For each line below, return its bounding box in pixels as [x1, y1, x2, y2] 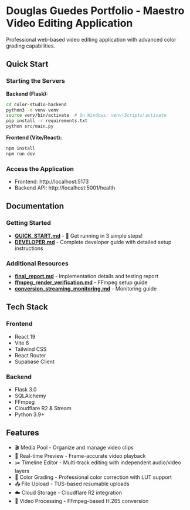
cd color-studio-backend [6, 102, 67, 107]
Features [6, 428, 39, 438]
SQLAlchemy [14, 392, 46, 400]
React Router [14, 352, 46, 359]
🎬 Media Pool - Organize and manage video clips [14, 444, 134, 451]
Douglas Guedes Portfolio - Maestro [6, 4, 185, 18]
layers [14, 467, 30, 474]
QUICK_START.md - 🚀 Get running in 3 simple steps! [14, 232, 143, 239]
